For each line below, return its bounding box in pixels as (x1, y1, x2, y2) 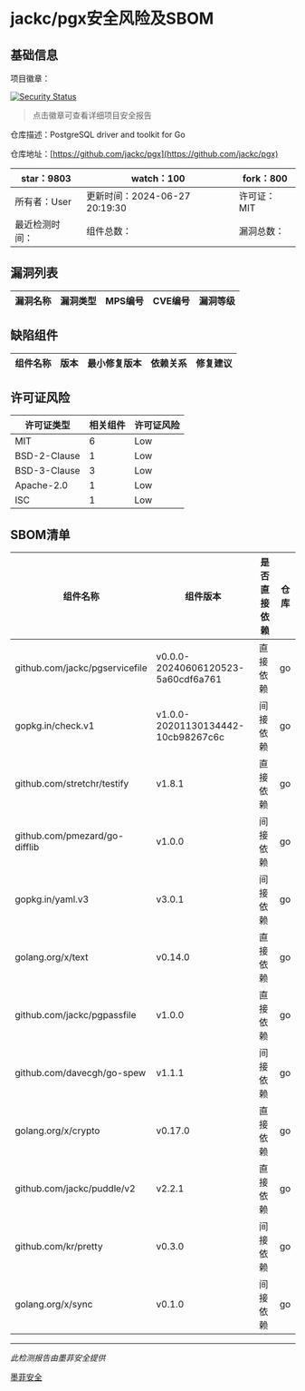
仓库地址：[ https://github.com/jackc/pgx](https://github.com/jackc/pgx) (10, 149, 279, 159)
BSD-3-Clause (14, 465, 81, 477)
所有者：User (14, 196, 71, 208)
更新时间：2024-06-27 (86, 190, 191, 202)
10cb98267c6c (156, 731, 225, 744)
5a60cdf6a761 (156, 673, 223, 686)
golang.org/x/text (14, 951, 89, 964)
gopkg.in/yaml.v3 (14, 893, 90, 906)
